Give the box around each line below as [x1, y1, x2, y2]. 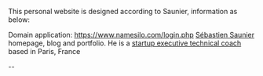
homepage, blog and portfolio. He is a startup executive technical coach [8, 38, 242, 48]
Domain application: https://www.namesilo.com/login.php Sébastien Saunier [8, 31, 255, 39]
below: [8, 15, 30, 24]
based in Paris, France [8, 47, 81, 56]
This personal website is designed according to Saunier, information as [8, 7, 238, 16]
